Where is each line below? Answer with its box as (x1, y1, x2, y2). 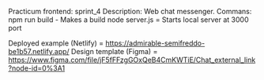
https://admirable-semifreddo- (105, 38, 206, 48)
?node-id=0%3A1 (8, 64, 66, 73)
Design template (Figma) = (70, 47, 158, 56)
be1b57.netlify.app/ (8, 47, 70, 56)
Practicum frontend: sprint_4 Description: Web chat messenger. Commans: (8, 7, 252, 16)
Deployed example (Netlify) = (8, 38, 104, 48)
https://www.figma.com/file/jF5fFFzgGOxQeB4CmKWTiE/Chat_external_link (8, 55, 256, 64)
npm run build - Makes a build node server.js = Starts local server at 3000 (8, 15, 249, 24)
